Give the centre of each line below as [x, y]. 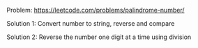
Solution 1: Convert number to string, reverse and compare [91, 23]
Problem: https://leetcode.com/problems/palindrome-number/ [96, 10]
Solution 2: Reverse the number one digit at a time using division [99, 37]
